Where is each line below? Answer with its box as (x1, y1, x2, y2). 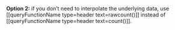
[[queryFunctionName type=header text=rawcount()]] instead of (6, 11, 166, 18)
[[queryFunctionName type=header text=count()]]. (6, 18, 132, 24)
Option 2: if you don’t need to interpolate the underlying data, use (6, 5, 170, 12)
